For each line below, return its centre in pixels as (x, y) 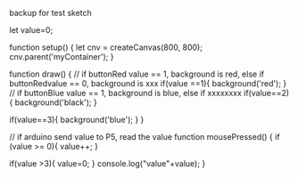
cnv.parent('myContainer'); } (62, 57)
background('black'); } (56, 102)
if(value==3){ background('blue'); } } (77, 120)
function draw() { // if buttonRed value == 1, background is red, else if (137, 74)
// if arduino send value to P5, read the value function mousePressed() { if (145, 137)
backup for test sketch (50, 13)
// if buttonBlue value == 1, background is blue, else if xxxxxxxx (126, 93)
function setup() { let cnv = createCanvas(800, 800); (106, 47)
